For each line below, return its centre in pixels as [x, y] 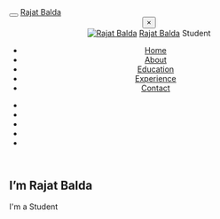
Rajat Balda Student [175, 33]
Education [156, 69]
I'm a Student [34, 207]
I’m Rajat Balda [51, 185]
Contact [155, 88]
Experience [155, 78]
